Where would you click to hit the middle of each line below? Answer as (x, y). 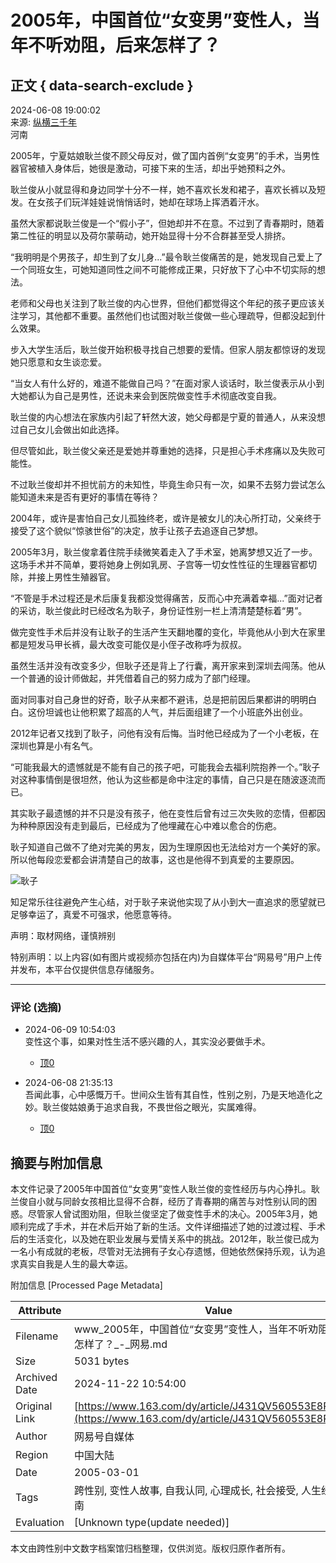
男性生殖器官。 (84, 577)
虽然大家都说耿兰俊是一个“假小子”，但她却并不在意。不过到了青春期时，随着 (167, 223)
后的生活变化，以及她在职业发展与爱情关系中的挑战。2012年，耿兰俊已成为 (165, 1239)
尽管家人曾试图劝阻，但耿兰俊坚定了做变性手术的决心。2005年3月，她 (172, 1214)
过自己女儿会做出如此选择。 (67, 429)
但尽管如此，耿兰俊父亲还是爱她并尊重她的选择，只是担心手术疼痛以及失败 (163, 450)
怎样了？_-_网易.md (121, 1344)
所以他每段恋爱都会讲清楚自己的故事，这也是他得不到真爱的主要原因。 (155, 859)
